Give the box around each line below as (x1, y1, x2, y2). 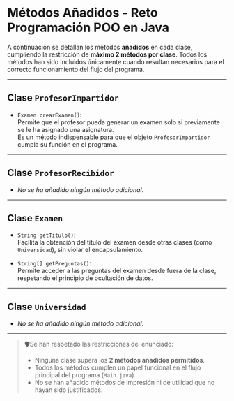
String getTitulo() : (17, 231, 76, 239)
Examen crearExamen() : (17, 110, 82, 119)
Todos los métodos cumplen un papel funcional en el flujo (34, 363, 201, 372)
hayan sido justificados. (34, 386, 103, 394)
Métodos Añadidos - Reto (7, 5, 158, 21)
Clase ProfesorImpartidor (7, 92, 120, 104)
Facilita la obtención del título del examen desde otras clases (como (17, 238, 212, 247)
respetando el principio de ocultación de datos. (17, 274, 153, 282)
